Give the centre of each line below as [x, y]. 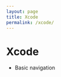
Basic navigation [35, 68]
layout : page [22, 11]
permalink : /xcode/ [30, 22]
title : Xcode [22, 17]
